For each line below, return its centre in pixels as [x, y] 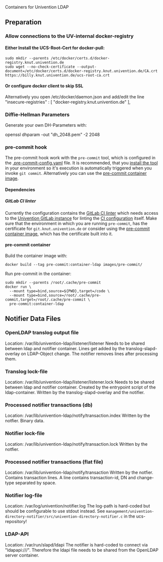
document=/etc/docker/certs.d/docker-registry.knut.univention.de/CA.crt [81, 71]
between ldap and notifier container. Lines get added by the [65, 348]
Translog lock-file [26, 371]
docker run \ [18, 287]
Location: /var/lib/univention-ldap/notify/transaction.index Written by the [78, 415]
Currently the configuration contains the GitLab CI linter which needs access [82, 213]
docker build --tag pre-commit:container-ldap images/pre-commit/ [74, 265]
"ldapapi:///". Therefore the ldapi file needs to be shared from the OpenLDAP [82, 550]
